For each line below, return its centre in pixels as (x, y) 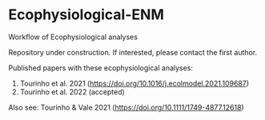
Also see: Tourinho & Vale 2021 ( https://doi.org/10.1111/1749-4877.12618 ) (126, 107)
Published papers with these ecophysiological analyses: (101, 68)
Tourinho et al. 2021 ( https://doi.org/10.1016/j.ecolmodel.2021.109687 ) (135, 83)
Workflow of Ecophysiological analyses (73, 37)
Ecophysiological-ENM (86, 15)
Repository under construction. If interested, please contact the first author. (133, 52)
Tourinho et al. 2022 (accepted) (72, 92)
